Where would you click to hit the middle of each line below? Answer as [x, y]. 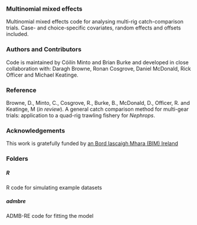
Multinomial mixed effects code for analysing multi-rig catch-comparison [95, 22]
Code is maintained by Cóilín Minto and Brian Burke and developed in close [97, 62]
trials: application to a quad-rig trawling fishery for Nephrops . [81, 115]
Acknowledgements [36, 130]
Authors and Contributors [44, 49]
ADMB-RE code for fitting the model [50, 216]
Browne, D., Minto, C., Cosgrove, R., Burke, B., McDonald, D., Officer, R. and [98, 102]
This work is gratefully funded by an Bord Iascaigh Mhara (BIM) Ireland [92, 144]
